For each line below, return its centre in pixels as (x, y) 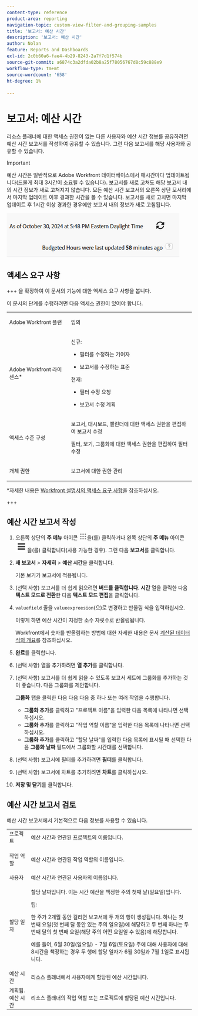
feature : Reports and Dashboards (48, 50)
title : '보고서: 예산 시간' (37, 31)
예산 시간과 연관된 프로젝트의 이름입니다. (77, 837)
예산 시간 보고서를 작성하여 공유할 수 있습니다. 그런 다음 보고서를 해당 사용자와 (96, 144)
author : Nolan (24, 44)
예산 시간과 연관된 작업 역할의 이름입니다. (78, 859)
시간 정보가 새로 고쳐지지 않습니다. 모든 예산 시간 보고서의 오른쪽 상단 (92, 190)
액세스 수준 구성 (27, 438)
